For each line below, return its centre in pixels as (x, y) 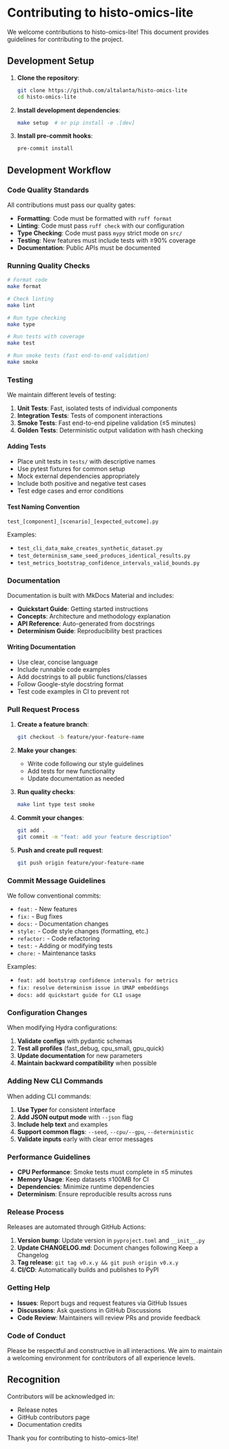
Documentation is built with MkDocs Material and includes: (91, 595)
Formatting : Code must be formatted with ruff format (94, 218)
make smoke (23, 362)
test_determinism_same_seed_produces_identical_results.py (104, 556)
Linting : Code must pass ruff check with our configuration (101, 226)
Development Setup (51, 61)
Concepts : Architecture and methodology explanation (94, 616)
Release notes (37, 1410)
